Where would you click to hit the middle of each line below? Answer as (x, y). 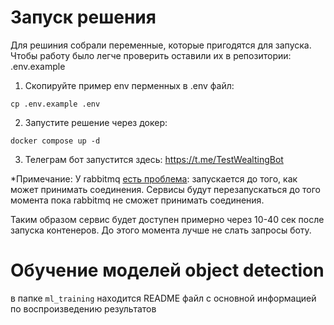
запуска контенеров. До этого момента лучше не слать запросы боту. (161, 230)
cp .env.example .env (55, 104)
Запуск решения (83, 17)
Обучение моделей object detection (167, 270)
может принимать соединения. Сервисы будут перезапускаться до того (165, 189)
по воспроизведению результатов (83, 308)
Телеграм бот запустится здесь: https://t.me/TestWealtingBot (154, 159)
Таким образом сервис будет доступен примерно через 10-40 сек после (167, 219)
